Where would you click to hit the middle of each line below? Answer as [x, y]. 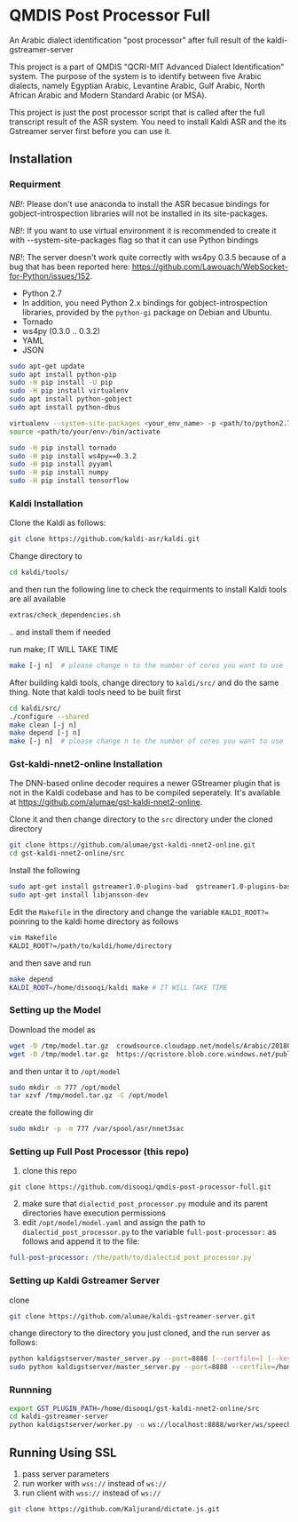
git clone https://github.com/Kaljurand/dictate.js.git [114, 1509]
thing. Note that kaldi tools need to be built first [95, 692]
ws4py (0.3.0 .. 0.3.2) [61, 331]
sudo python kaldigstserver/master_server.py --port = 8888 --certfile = [142, 1367]
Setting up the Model [55, 1010]
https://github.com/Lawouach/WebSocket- [210, 267]
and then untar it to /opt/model [65, 1071]
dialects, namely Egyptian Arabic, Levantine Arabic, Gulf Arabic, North [137, 85]
